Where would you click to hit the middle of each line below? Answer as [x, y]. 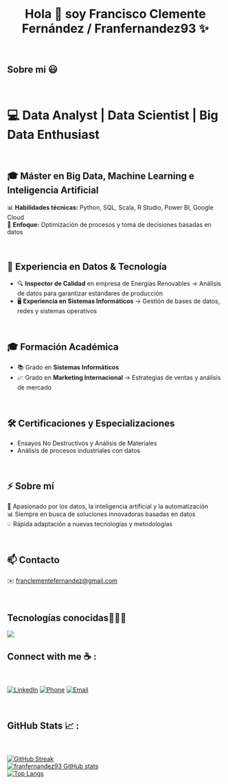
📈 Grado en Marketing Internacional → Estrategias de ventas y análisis [119, 378]
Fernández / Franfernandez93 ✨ [115, 29]
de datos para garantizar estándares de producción [90, 293]
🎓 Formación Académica [63, 347]
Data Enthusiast [53, 134]
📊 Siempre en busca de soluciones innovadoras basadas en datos [101, 514]
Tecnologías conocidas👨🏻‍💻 [67, 618]
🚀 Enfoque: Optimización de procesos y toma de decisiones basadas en [109, 224]
